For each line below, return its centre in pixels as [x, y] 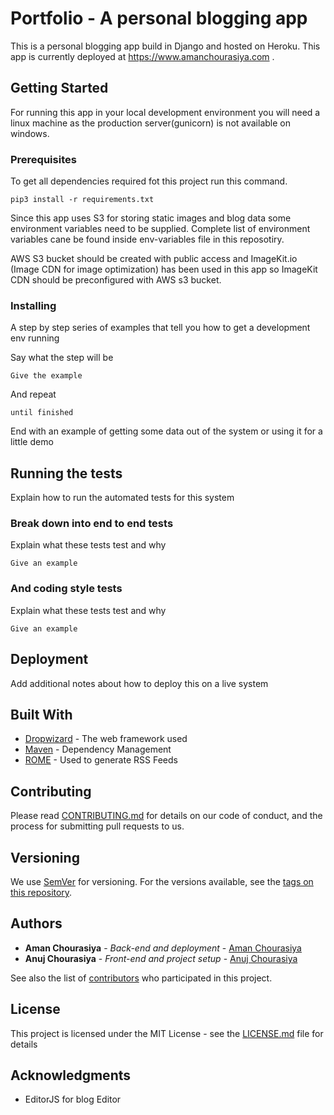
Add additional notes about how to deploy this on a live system [139, 683]
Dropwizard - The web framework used [106, 739]
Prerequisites [43, 159]
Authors [36, 923]
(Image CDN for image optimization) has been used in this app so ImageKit [164, 269]
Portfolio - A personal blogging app [159, 18]
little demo [32, 442]
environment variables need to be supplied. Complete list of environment [160, 229]
